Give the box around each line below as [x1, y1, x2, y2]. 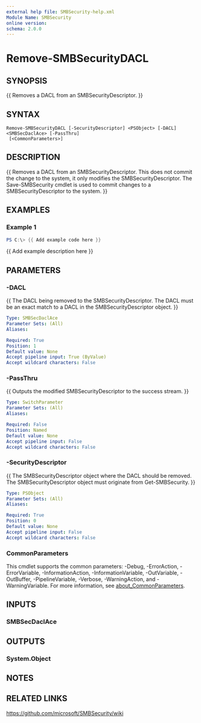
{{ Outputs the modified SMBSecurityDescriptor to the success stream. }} [6, 388, 189, 395]
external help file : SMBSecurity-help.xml [6, 8, 115, 15]
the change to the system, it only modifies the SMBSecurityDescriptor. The [6, 175, 193, 182]
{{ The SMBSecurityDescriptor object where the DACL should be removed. [6, 472, 192, 479]
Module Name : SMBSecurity [6, 14, 71, 21]
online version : [6, 20, 47, 26]
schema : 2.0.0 [6, 25, 42, 32]
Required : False [6, 422, 47, 428]
